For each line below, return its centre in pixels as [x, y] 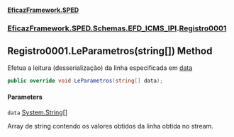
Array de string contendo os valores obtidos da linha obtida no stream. [111, 126]
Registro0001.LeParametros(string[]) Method [110, 50]
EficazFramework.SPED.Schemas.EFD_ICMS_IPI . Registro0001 [117, 28]
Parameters [25, 97]
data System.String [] [38, 112]
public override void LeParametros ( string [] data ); [85, 81]
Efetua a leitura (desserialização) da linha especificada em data [100, 68]
